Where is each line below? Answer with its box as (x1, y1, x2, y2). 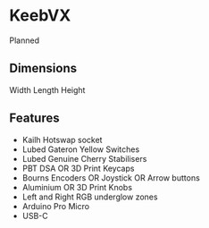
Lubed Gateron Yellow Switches (21, 144, 140, 155)
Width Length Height (9, 84, 86, 95)
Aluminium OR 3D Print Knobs (21, 182, 132, 192)
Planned (9, 35, 40, 46)
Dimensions (9, 61, 78, 76)
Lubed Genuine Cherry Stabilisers (21, 153, 147, 164)
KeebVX (9, 5, 71, 26)
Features (9, 111, 60, 126)
